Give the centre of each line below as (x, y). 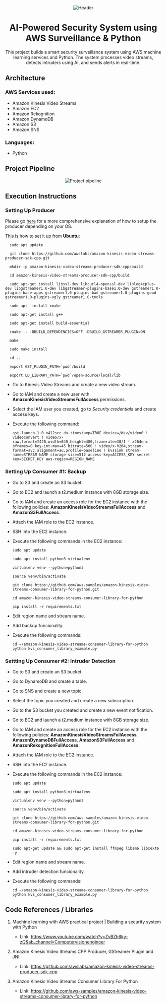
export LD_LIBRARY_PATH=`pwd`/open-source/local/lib (65, 375)
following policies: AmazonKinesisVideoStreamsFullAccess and (79, 507)
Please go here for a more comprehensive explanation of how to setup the (81, 221)
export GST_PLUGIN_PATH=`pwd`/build (47, 367)
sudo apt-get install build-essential (50, 323)
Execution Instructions (41, 196)
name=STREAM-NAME (30, 455)
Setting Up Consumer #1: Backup (46, 471)
